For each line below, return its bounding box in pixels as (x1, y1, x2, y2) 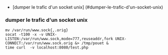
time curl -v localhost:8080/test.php (5, 45, 89, 50)
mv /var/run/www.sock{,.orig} (5, 28, 69, 33)
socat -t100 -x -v (5, 32, 44, 37)
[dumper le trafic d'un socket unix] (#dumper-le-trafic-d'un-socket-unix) (12, 4, 163, 10)
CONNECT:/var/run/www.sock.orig (5, 41, 73, 46)
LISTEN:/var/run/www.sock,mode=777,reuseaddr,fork (5, 37, 113, 42)
